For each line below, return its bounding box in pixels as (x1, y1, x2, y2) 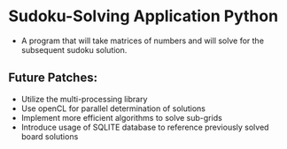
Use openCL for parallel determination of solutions (20, 103, 206, 114)
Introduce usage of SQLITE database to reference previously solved (20, 122, 269, 132)
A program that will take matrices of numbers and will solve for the (20, 35, 265, 46)
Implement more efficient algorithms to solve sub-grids (20, 112, 222, 123)
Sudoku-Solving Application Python (8, 6, 279, 26)
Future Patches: (8, 71, 98, 86)
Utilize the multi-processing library (20, 93, 148, 104)
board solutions (20, 130, 79, 142)
